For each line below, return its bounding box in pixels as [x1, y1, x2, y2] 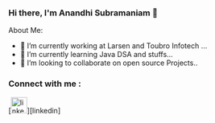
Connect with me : [8, 78, 82, 89]
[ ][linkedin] [8, 105, 61, 115]
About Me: [8, 26, 43, 35]
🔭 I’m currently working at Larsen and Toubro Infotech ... [19, 41, 208, 51]
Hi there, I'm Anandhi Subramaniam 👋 [8, 7, 159, 18]
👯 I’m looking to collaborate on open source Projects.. [19, 58, 198, 68]
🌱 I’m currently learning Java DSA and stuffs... [19, 50, 173, 59]
